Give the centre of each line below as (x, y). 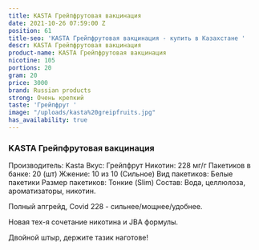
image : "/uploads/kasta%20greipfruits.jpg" (82, 113)
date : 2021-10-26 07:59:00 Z (57, 23)
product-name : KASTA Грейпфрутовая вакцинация (87, 53)
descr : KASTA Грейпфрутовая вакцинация (75, 46)
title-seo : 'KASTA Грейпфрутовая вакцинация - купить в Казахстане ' (127, 38)
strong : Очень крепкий (46, 98)
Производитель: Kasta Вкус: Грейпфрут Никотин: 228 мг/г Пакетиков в (129, 166)
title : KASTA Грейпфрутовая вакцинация (75, 16)
